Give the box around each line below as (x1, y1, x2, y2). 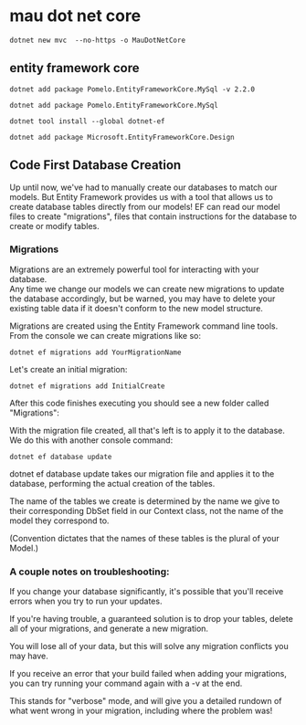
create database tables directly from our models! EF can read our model (9, 201, 280, 212)
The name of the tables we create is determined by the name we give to (9, 495, 280, 507)
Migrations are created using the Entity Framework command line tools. (9, 320, 279, 331)
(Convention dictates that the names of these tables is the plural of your (9, 532, 280, 543)
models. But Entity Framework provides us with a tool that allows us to (9, 191, 274, 202)
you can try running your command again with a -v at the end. (9, 678, 243, 689)
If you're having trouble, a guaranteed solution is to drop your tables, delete (9, 614, 294, 625)
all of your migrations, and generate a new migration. (9, 623, 208, 635)
